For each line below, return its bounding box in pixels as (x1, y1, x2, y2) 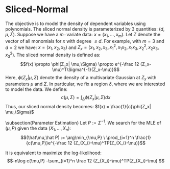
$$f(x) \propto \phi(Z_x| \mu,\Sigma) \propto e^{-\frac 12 (20, 61, 139, 67)
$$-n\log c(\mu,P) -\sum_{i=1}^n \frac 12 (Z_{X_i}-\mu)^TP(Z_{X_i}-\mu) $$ (7, 157, 165, 164)
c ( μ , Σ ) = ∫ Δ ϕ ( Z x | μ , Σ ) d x (61, 94, 111, 102)
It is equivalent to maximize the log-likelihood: (5, 150, 102, 156)
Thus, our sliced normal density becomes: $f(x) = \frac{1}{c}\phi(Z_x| (5, 104, 152, 110)
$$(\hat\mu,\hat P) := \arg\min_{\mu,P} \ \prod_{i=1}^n (20, 134, 134, 140)
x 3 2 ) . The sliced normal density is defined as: (5, 51, 101, 59)
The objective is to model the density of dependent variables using (5, 20, 146, 27)
